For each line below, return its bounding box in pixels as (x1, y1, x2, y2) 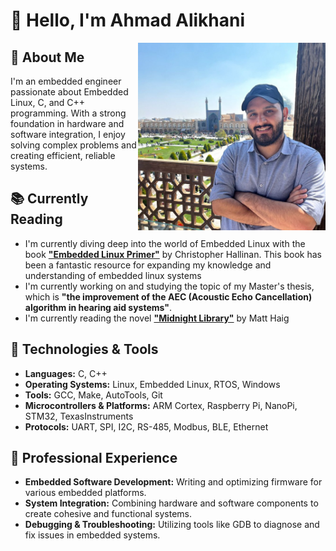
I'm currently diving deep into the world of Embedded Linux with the (24, 237, 306, 249)
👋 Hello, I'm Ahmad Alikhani (10, 9, 246, 32)
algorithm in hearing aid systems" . (24, 301, 173, 313)
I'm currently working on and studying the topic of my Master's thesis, (24, 280, 315, 292)
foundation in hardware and (10, 118, 125, 129)
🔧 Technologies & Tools (10, 341, 159, 358)
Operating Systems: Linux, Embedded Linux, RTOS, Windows (24, 378, 281, 390)
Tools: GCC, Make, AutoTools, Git (24, 389, 163, 401)
